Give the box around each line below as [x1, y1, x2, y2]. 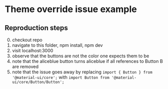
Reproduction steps [5, 24, 68, 32]
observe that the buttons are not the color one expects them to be [12, 53, 149, 59]
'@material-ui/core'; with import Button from [12, 74, 109, 80]
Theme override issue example [5, 4, 137, 15]
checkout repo [12, 37, 42, 43]
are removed [12, 64, 39, 69]
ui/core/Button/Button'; [12, 79, 65, 84]
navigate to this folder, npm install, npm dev [12, 42, 103, 48]
